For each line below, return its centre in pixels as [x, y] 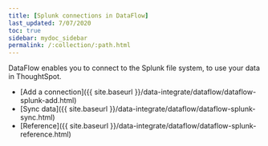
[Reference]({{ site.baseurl [64, 126]
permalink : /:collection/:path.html [69, 45]
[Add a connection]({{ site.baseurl [76, 92]
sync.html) [37, 117]
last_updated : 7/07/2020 [50, 23]
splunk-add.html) [48, 101]
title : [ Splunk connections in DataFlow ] [79, 16]
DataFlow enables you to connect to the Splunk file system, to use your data [134, 68]
